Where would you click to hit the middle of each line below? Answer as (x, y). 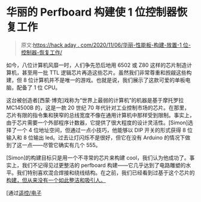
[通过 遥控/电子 (24, 192)
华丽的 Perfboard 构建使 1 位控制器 (92, 12)
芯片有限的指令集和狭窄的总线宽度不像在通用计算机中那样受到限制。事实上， (100, 115)
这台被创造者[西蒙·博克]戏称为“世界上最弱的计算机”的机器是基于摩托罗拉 (95, 100)
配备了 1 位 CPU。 (39, 87)
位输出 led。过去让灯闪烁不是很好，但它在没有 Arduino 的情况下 (106, 137)
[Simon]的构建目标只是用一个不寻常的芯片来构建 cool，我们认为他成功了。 (98, 157)
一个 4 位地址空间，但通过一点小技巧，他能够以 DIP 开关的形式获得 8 (101, 130)
